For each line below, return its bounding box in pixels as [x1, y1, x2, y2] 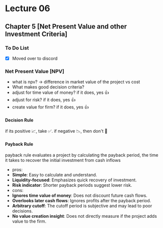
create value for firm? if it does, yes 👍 [12, 104, 89, 110]
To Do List [5, 44, 29, 51]
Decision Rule [5, 117, 34, 123]
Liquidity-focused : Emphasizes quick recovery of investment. [12, 177, 137, 183]
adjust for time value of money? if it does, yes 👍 [12, 89, 109, 95]
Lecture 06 [5, 3, 50, 14]
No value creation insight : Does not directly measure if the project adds [12, 213, 157, 219]
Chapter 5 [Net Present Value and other [5, 22, 127, 31]
